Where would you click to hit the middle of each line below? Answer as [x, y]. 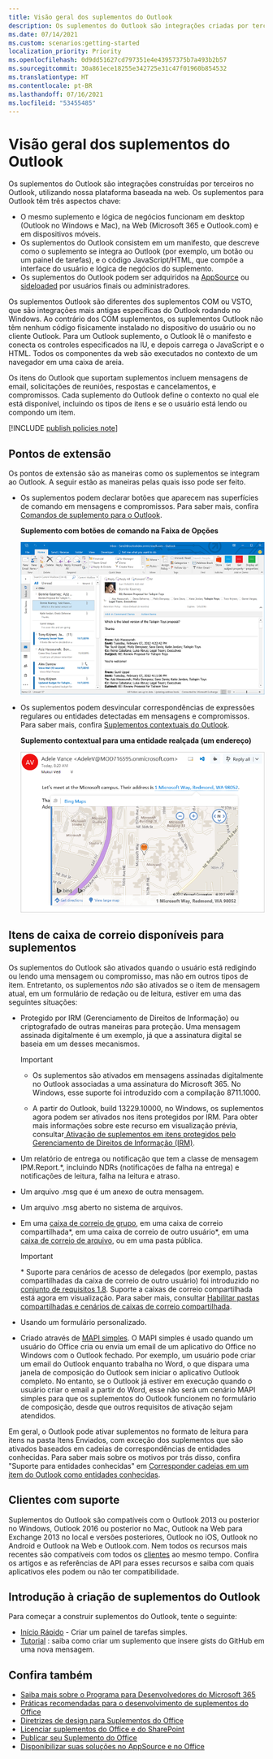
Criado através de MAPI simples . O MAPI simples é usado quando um [136, 1338]
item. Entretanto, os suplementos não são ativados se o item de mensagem [134, 984]
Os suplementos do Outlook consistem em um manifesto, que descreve [140, 243]
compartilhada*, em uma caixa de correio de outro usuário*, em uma [134, 1231]
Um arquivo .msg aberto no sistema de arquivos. [102, 1207]
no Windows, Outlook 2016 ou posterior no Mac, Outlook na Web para [126, 1528]
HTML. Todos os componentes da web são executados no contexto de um [133, 354]
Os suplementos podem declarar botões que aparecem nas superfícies [139, 498]
